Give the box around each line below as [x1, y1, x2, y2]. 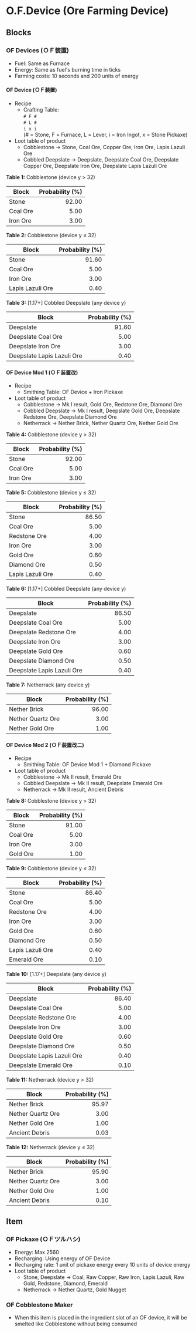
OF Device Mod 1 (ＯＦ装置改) [6, 369, 78, 376]
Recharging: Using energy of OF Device [14, 1255, 111, 1262]
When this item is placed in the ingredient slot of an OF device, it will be [14, 1314, 187, 1321]
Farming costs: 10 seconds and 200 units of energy [14, 72, 139, 79]
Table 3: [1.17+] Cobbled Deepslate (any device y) [6, 299, 126, 307]
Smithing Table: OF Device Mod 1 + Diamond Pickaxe [23, 761, 152, 768]
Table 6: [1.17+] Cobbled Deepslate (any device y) [6, 585, 126, 593]
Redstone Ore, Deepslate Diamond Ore [23, 413, 117, 420]
